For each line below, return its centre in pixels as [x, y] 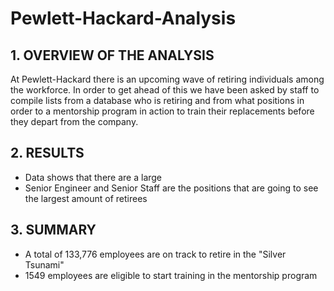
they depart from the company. [74, 121]
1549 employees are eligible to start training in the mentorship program [171, 275]
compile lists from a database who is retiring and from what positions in [157, 100]
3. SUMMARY [53, 230]
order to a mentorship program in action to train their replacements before [162, 111]
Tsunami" [44, 264]
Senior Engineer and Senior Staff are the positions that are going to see [171, 188]
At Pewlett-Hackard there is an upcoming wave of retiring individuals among [167, 79]
